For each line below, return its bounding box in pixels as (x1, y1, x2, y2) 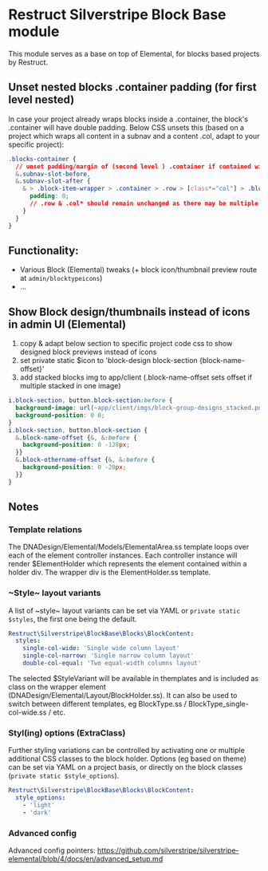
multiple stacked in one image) (19, 381, 121, 391)
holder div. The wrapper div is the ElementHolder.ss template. (8, 568, 211, 577)
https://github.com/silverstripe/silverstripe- (97, 845, 239, 855)
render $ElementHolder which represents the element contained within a (8, 559, 247, 569)
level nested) (8, 93, 75, 107)
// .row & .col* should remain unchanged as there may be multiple (29, 199, 259, 207)
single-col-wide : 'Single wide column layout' (22, 644, 180, 652)
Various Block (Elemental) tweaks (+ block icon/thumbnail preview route (19, 265, 258, 274)
